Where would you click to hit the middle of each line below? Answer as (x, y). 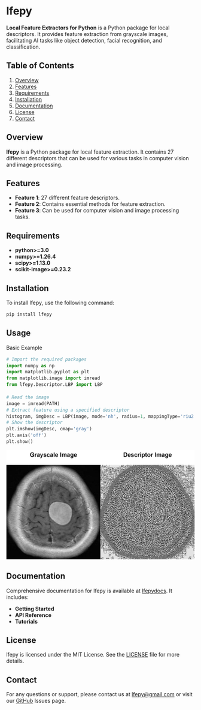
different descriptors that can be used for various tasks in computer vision (98, 158)
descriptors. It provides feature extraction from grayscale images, (87, 34)
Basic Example (25, 347)
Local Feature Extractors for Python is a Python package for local (88, 28)
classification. (23, 47)
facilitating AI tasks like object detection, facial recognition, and (84, 40)
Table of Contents (40, 66)
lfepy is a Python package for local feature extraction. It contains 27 (90, 152)
